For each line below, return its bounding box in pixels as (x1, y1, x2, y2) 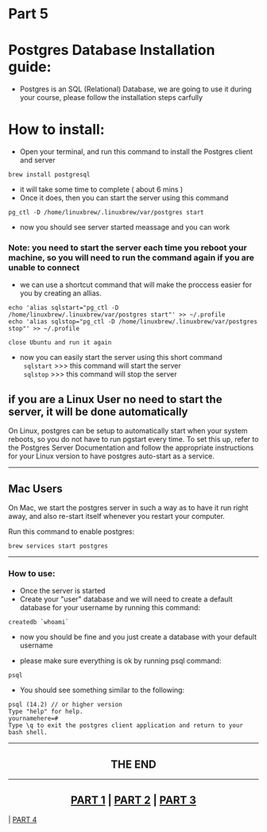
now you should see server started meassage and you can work (19, 223, 230, 232)
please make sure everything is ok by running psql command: (19, 656, 222, 666)
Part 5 (8, 5, 49, 23)
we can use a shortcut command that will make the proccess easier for (19, 280, 253, 290)
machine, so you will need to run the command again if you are (8, 252, 254, 263)
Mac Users (8, 482, 64, 495)
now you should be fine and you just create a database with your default (19, 633, 257, 642)
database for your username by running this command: (19, 603, 201, 613)
